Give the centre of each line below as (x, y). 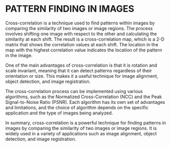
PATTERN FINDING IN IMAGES (70, 9)
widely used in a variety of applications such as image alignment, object (81, 133)
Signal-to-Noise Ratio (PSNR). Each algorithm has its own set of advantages (85, 102)
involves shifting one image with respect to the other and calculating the (81, 34)
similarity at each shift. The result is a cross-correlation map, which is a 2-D (85, 39)
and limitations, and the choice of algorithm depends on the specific (77, 107)
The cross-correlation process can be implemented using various (74, 91)
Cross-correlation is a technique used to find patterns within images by (80, 23)
